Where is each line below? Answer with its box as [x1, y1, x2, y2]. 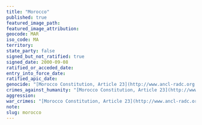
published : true [6, 14, 47, 20]
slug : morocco [6, 109, 42, 115]
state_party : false [6, 48, 55, 54]
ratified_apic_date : [6, 76, 58, 82]
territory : [6, 43, 34, 49]
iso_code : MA [6, 37, 39, 43]
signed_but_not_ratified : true [6, 53, 85, 59]
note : [6, 103, 20, 110]
